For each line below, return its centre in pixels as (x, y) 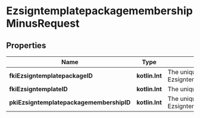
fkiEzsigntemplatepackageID (51, 76)
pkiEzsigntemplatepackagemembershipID (70, 102)
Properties (26, 45)
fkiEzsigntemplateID (39, 89)
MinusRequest (43, 23)
